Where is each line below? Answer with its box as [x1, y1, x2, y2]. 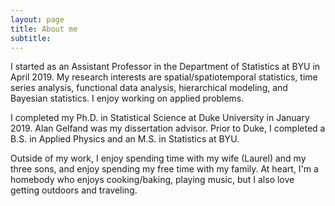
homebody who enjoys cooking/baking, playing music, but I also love [10, 174, 295, 186]
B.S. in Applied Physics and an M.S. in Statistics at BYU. [10, 133, 240, 145]
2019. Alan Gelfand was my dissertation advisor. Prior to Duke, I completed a [10, 122, 326, 135]
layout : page [10, 14, 65, 25]
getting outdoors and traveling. [10, 184, 138, 196]
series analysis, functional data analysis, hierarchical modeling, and [10, 82, 288, 94]
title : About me [10, 24, 78, 34]
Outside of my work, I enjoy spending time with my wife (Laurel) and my [10, 152, 307, 165]
